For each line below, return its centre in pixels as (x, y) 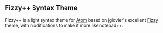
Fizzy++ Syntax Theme (41, 8)
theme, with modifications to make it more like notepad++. (64, 25)
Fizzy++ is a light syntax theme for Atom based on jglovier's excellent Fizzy (82, 20)
